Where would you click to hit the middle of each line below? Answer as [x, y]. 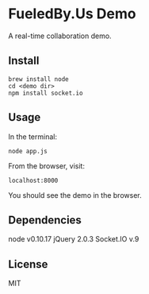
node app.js [28, 151]
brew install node [38, 79]
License [28, 264]
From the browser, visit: [47, 166]
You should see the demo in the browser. [75, 195]
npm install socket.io [46, 93]
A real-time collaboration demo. [60, 36]
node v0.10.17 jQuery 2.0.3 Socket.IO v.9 [74, 239]
